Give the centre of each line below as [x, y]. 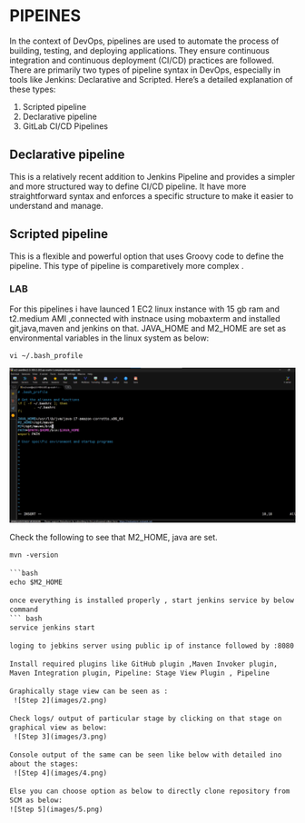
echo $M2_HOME [36, 582]
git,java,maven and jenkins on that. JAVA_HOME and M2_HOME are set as [148, 328]
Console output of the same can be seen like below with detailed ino [146, 755]
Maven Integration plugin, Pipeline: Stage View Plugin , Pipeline [140, 673]
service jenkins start [52, 628]
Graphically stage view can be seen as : [89, 691]
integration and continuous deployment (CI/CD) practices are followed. [142, 60]
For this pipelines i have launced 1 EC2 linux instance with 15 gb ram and [144, 309]
